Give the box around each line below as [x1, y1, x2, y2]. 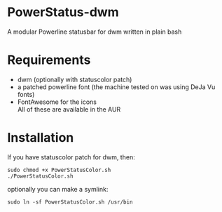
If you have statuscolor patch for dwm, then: [7, 152, 135, 161]
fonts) [17, 90, 35, 98]
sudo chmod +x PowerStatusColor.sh [7, 166, 111, 173]
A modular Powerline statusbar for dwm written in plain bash [7, 27, 182, 36]
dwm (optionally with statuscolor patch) [17, 75, 132, 84]
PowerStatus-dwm [7, 4, 119, 20]
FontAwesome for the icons [17, 98, 97, 106]
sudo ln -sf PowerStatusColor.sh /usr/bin [7, 198, 133, 206]
